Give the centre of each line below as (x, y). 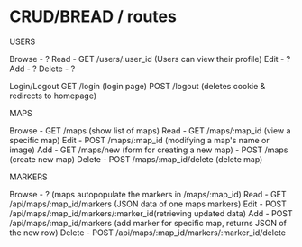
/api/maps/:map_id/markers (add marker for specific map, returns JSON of (148, 223)
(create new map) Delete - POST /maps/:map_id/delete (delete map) (136, 159)
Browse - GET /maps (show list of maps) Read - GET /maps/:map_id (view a (150, 130)
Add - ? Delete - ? (42, 69)
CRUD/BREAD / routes (93, 17)
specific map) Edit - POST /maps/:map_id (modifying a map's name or (140, 140)
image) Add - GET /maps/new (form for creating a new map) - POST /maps (149, 150)
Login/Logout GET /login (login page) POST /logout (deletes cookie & (137, 86)
